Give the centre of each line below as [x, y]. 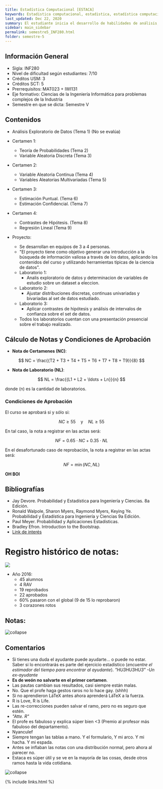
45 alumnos [31, 580]
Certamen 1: [24, 141]
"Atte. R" [21, 716]
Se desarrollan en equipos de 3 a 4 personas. [65, 246]
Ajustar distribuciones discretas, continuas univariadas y [83, 293]
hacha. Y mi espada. [33, 742]
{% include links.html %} [30, 782]
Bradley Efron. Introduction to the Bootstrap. [56, 527]
